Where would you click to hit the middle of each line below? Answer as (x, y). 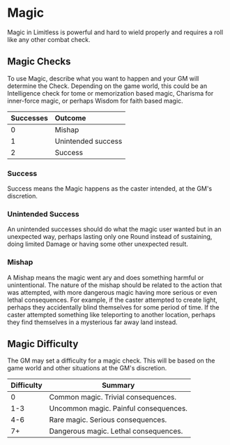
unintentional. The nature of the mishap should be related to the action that (115, 285)
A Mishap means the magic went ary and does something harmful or (106, 277)
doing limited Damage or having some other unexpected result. (98, 244)
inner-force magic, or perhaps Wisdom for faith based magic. (95, 101)
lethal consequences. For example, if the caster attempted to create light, (113, 300)
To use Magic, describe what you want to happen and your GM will (103, 78)
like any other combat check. (49, 39)
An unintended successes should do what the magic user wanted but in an (114, 229)
